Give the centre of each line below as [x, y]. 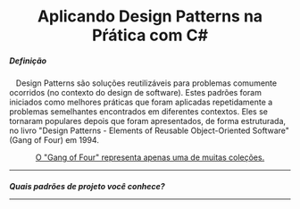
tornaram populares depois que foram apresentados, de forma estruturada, [148, 121]
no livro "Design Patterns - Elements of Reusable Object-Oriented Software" [150, 130]
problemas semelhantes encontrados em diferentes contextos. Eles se [138, 112]
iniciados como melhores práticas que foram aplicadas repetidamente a [141, 102]
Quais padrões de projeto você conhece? [87, 186]
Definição [28, 61]
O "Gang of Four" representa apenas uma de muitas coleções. [150, 157]
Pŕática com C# [150, 35]
